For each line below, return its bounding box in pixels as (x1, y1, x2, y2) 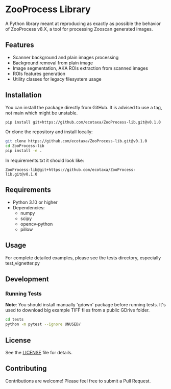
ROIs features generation (12, 70, 65, 77)
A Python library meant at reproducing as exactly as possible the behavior (5, 20, 161, 27)
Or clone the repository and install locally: (5, 129, 93, 135)
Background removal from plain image (12, 60, 93, 66)
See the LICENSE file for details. (5, 349, 73, 355)
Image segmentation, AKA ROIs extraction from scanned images (12, 65, 148, 71)
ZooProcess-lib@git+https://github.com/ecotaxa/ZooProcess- (5, 167, 136, 173)
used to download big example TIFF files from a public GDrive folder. (5, 307, 150, 313)
